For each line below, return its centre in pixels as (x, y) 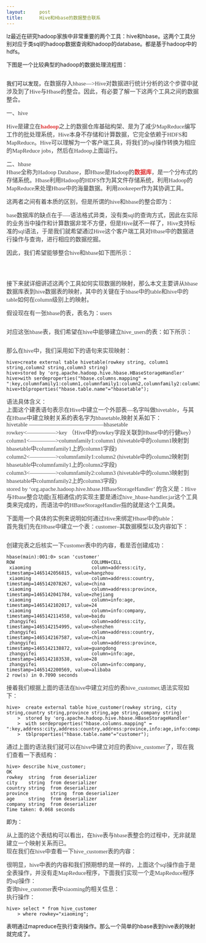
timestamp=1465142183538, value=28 (52, 659)
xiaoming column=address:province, (83, 589)
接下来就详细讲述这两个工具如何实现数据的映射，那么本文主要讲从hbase (102, 284)
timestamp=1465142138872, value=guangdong (61, 648)
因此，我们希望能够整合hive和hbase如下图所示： (70, 253)
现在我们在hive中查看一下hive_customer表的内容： (71, 851)
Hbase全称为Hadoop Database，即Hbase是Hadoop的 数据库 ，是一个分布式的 (102, 172)
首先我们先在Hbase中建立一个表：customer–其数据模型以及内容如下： (97, 526)
